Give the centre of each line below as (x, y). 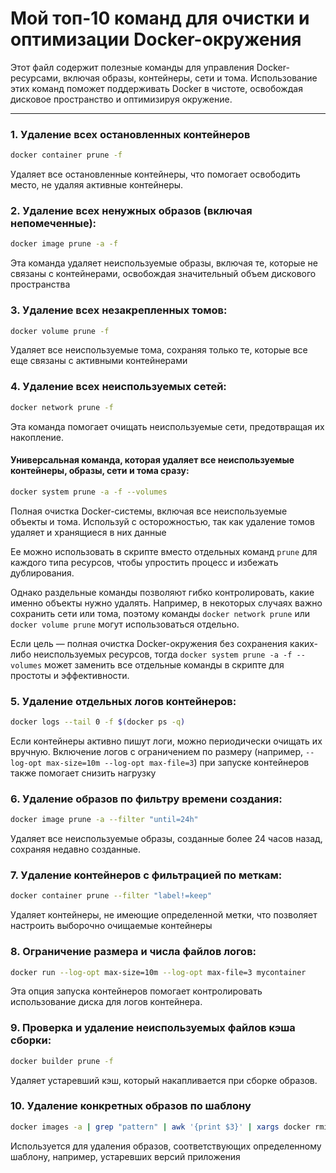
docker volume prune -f (60, 331)
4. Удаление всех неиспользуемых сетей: (118, 387)
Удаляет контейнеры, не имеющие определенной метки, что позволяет (164, 915)
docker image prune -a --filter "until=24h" (104, 820)
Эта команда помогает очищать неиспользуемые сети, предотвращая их (167, 426)
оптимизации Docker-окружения (156, 39)
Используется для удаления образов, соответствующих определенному (166, 1146)
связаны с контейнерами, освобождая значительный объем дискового (163, 274)
